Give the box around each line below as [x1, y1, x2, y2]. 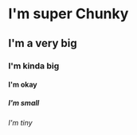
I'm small [8, 98, 40, 107]
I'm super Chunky [8, 5, 129, 23]
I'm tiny [8, 118, 33, 128]
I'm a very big [8, 37, 77, 50]
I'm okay [8, 80, 37, 90]
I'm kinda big [8, 60, 60, 71]
